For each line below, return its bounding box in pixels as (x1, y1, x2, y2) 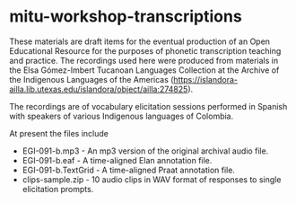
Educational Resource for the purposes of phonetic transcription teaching (9, 45, 282, 56)
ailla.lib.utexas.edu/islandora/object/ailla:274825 (9, 84, 188, 94)
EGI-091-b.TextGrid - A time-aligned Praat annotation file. (22, 164, 236, 175)
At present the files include (9, 128, 109, 138)
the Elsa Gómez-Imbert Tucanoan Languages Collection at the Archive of (9, 65, 280, 75)
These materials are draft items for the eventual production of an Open (9, 36, 271, 47)
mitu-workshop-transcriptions (9, 6, 242, 27)
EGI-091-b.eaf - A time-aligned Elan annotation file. (22, 154, 213, 165)
